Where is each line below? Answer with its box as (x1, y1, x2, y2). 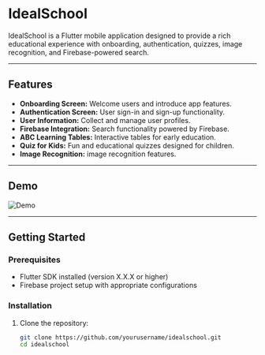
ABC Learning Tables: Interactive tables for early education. (19, 132, 217, 142)
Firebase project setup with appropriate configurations (19, 281, 197, 290)
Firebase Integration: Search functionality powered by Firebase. (19, 124, 230, 133)
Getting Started (8, 230, 86, 244)
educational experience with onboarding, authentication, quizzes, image (8, 39, 243, 48)
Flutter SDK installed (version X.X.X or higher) (19, 272, 169, 282)
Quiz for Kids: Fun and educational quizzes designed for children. (19, 140, 234, 150)
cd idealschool (19, 341, 70, 349)
